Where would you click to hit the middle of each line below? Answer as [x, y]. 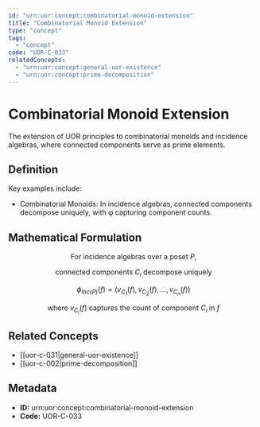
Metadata [33, 388]
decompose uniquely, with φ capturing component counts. [116, 212]
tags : [17, 38]
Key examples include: [45, 188]
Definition [33, 169]
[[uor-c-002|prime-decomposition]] [78, 363]
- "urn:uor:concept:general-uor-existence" [88, 68]
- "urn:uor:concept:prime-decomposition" [85, 75]
